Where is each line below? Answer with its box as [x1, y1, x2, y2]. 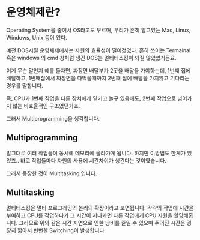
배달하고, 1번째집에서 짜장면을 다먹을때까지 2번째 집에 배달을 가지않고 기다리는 [6, 74, 190, 82]
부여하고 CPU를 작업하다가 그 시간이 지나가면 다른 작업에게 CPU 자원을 [6, 211, 173, 219]
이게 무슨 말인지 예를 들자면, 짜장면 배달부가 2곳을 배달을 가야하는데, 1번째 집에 [6, 67, 191, 74]
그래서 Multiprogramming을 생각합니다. [6, 115, 100, 122]
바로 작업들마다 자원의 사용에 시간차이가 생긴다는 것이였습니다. [20, 157, 167, 164]
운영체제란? [6, 5, 61, 19]
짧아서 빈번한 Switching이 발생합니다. [17, 226, 106, 234]
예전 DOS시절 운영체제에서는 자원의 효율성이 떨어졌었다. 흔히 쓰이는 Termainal [6, 46, 191, 54]
